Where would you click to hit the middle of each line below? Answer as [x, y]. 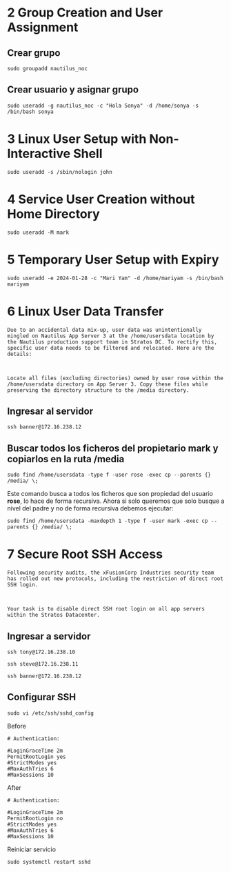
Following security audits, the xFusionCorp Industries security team [111, 573]
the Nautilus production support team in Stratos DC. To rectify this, [112, 342]
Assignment [43, 27]
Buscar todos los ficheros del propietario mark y [113, 448]
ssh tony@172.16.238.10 [41, 652]
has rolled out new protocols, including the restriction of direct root [115, 579]
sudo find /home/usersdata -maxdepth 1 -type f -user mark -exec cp [108, 521]
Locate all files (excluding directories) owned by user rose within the [115, 378]
